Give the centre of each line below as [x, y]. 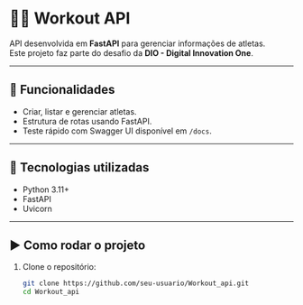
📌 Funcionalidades [62, 90]
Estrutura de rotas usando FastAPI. [87, 121]
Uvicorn [37, 208]
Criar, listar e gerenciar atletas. [79, 111]
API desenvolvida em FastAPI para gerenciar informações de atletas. [138, 43]
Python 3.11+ [46, 189]
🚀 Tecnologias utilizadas [79, 167]
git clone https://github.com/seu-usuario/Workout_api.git [136, 283]
